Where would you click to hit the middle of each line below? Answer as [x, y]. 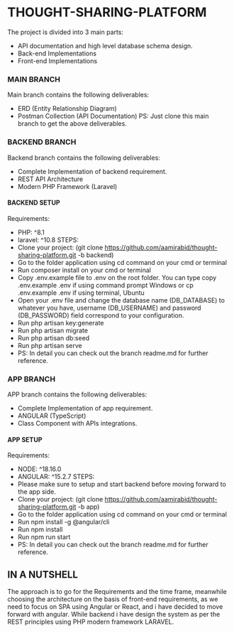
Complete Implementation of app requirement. [85, 409]
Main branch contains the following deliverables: [78, 95]
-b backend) [96, 255]
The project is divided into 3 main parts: [66, 32]
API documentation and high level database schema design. [105, 45]
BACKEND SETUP [34, 202]
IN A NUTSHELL [43, 574]
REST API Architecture [50, 179]
